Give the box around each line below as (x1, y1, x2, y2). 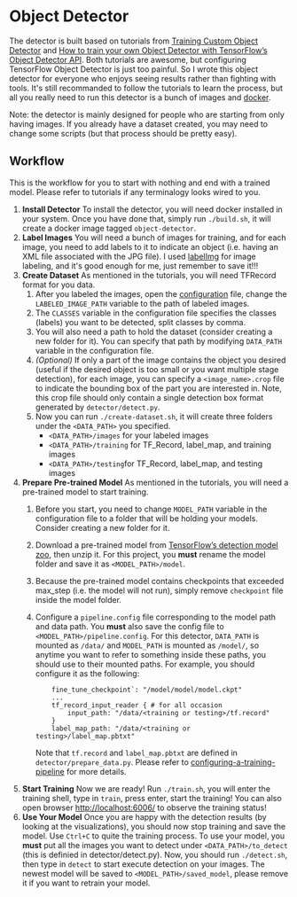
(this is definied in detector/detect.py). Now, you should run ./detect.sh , (21, 849, 288, 860)
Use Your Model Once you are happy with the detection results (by (21, 811, 268, 822)
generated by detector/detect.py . (35, 402, 161, 412)
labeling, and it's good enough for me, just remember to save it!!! (21, 260, 259, 271)
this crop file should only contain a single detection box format (35, 392, 264, 402)
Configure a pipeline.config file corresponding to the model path (35, 612, 277, 622)
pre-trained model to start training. (21, 486, 149, 497)
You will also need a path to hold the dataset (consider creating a (35, 326, 273, 337)
